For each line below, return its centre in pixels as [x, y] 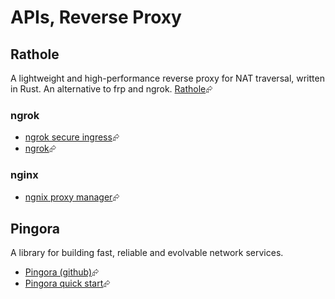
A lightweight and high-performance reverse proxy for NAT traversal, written [167, 78]
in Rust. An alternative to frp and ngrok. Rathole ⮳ [111, 89]
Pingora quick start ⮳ [67, 283]
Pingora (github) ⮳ [62, 272]
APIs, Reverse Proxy [96, 17]
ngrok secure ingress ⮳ [72, 137]
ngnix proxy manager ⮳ [72, 197]
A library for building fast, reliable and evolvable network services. [147, 253]
